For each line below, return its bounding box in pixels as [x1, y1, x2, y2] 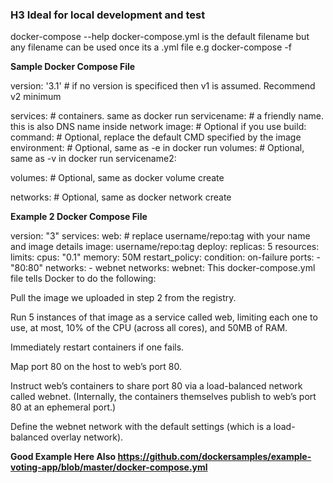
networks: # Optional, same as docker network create [10, 191, 232, 203]
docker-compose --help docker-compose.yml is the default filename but [10, 31, 310, 43]
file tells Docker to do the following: [10, 273, 157, 285]
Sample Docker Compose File [10, 61, 136, 73]
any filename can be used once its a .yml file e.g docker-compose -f [10, 41, 292, 53]
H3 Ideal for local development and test [10, 8, 206, 22]
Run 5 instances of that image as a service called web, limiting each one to [10, 311, 318, 323]
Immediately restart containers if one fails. [10, 341, 185, 353]
